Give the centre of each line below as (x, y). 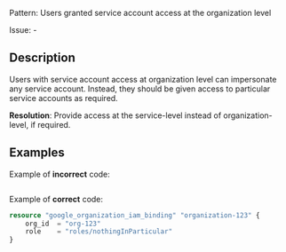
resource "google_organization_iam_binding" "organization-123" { (135, 215)
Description (42, 58)
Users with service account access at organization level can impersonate (143, 79)
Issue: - (23, 30)
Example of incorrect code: (60, 174)
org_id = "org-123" (63, 224)
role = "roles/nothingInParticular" (99, 232)
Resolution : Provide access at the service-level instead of (115, 115)
